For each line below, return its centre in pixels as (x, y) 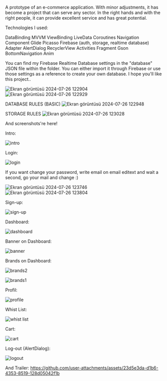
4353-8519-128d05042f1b (33, 373)
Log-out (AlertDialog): (28, 348)
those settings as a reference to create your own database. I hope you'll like (83, 74)
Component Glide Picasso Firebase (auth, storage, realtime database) (77, 43)
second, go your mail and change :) (42, 177)
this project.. (18, 79)
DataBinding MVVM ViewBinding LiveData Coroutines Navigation (72, 37)
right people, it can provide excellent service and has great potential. (76, 18)
